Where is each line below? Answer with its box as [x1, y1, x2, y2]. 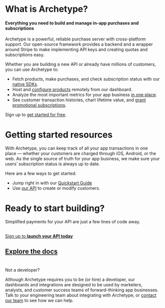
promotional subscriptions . [12, 102, 67, 108]
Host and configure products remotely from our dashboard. [12, 87, 133, 92]
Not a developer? [5, 267, 40, 273]
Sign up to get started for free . [5, 112, 67, 118]
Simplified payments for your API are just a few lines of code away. [5, 219, 140, 225]
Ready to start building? [5, 203, 105, 214]
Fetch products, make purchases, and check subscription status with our [12, 76, 160, 82]
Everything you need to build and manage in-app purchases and [5, 20, 139, 26]
